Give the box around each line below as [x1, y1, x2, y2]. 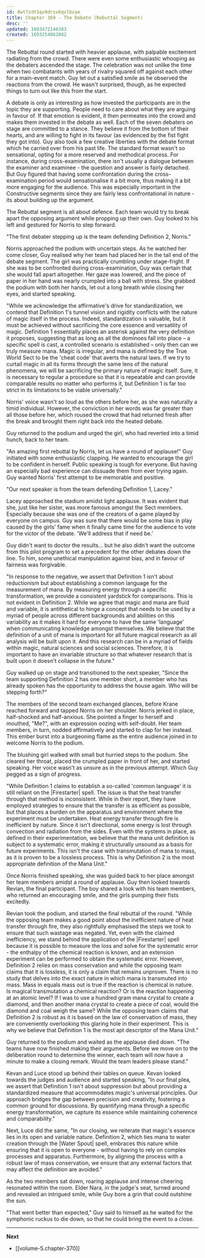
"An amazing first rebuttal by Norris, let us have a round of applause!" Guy [6, 448, 193, 455]
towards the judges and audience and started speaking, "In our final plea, [6, 1076, 191, 1083]
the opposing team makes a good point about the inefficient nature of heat [6, 916, 193, 924]
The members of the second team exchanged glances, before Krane [6, 700, 178, 708]
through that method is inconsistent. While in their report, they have [6, 795, 176, 803]
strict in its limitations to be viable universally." [6, 386, 123, 394]
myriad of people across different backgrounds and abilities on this [6, 612, 175, 620]
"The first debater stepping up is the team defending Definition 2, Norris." [6, 233, 191, 240]
